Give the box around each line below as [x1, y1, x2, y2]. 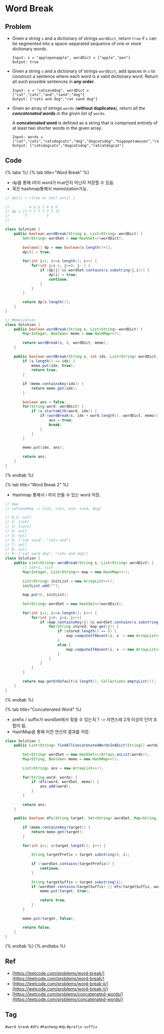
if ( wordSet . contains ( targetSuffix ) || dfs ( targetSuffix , [31, 884, 152, 889]
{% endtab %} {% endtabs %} [5, 943, 66, 949]
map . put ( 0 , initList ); [22, 592, 69, 598]
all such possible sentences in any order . [12, 79, 95, 84]
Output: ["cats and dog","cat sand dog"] [12, 96, 98, 101]
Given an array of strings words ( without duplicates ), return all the [12, 105, 145, 111]
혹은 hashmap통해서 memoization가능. [12, 186, 88, 192]
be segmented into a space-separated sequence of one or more [12, 41, 142, 47]
